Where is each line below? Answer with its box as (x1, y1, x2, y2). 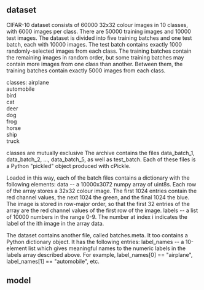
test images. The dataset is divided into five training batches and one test (6, 34, 192, 42)
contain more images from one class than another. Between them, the (6, 60, 183, 67)
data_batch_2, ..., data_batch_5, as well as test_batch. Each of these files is (6, 156, 196, 163)
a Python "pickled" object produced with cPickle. (6, 162, 131, 169)
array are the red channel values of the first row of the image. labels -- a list (6, 207, 198, 214)
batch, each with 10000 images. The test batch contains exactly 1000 (6, 40, 182, 48)
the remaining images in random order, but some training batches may (6, 53, 184, 61)
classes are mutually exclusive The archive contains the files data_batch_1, (6, 149, 195, 156)
